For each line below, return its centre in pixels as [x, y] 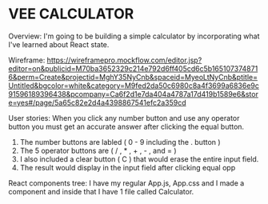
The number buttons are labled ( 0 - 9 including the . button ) [120, 142]
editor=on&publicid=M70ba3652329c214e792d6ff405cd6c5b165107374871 [133, 68]
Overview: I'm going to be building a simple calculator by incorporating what [134, 36]
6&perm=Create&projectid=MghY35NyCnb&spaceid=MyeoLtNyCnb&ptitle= [133, 77]
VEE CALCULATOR [71, 14]
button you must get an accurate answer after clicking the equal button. [126, 126]
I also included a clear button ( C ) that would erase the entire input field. [139, 159]
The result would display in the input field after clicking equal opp [128, 167]
